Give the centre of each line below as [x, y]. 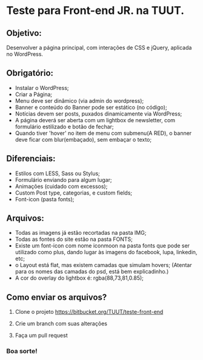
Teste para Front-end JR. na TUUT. [95, 11]
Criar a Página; [34, 94]
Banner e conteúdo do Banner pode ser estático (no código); [91, 107]
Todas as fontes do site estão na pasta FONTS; [74, 239]
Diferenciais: [31, 159]
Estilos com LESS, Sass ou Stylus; [57, 173]
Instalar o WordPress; [42, 88]
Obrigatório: [30, 73]
